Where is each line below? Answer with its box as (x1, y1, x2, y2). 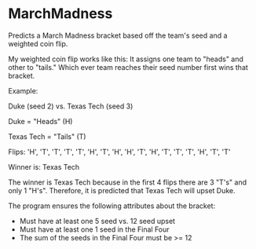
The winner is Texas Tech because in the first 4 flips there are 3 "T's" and (8, 178, 247, 187)
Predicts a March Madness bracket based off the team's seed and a (8, 31, 228, 40)
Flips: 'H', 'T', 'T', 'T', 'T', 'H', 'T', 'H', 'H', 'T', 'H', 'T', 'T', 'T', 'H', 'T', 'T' (8, 147, 231, 156)
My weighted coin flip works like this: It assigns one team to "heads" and (8, 54, 243, 64)
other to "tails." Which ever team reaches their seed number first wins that (8, 62, 249, 71)
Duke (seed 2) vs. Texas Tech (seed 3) (8, 101, 133, 111)
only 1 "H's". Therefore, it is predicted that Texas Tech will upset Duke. (8, 185, 236, 195)
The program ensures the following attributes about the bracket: (8, 201, 216, 211)
